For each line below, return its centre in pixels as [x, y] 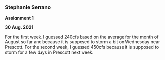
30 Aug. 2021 [19, 27]
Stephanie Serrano [28, 7]
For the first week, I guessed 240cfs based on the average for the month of [82, 37]
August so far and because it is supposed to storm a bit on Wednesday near [82, 42]
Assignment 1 [19, 18]
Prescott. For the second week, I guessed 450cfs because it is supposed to [82, 47]
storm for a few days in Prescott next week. [49, 52]
